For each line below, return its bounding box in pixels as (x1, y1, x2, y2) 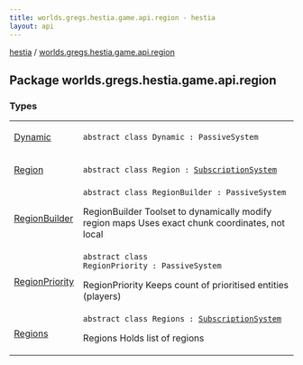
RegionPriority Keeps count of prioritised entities (82, 279, 289, 292)
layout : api (9, 22, 54, 31)
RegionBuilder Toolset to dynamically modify (82, 205, 272, 218)
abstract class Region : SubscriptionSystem (82, 164, 278, 175)
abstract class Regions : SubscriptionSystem (82, 314, 282, 324)
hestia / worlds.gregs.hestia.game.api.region (9, 46, 176, 57)
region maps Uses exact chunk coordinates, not (82, 217, 286, 229)
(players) (82, 290, 122, 303)
